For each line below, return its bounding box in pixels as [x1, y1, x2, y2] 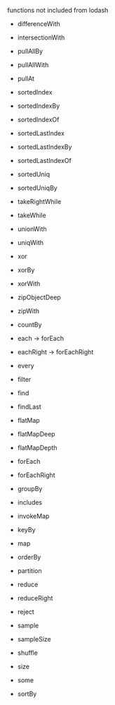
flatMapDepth [17, 444, 57, 452]
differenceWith [17, 20, 61, 28]
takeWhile [17, 211, 47, 219]
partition [17, 567, 42, 574]
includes [17, 498, 43, 507]
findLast [17, 402, 41, 411]
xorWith [17, 279, 41, 288]
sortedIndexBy [17, 102, 60, 110]
